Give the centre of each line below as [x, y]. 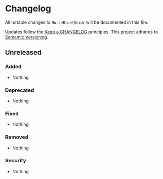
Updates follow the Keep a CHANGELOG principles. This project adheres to [81, 32]
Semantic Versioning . [27, 37]
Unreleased [23, 53]
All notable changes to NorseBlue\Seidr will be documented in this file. [77, 22]
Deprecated [20, 90]
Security [16, 161]
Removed [17, 137]
